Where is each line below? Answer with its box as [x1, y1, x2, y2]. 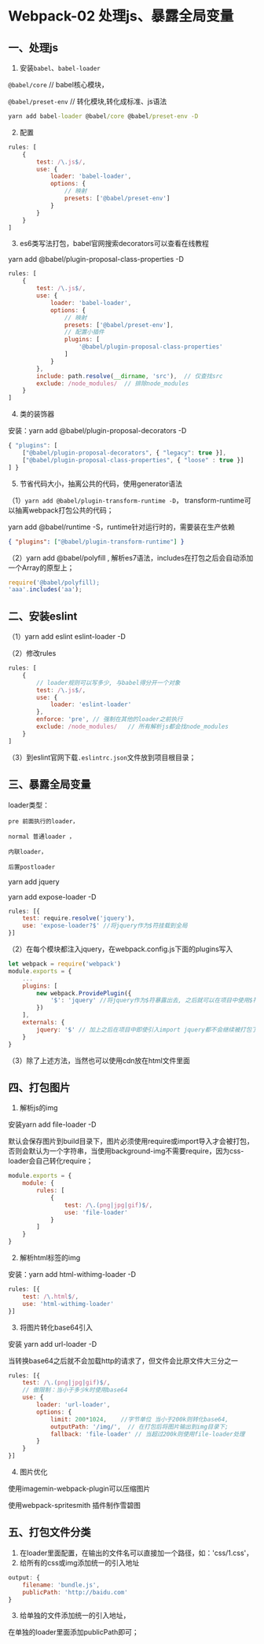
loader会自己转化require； [8, 1157, 93, 1166]
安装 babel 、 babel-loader [19, 64, 101, 72]
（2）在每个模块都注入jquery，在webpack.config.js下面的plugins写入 [8, 944, 233, 954]
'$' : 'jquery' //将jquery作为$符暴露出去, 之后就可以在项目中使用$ [49, 996, 254, 1005]
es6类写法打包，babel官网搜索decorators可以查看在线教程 [19, 239, 210, 248]
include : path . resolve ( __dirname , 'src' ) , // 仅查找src [36, 372, 223, 380]
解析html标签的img [19, 1253, 81, 1263]
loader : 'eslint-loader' [49, 701, 132, 708]
